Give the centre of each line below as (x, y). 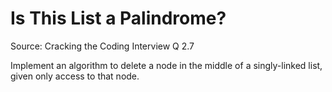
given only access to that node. (75, 76)
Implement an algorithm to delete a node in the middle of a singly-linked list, (166, 65)
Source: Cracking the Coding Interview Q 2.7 (102, 46)
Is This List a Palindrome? (118, 18)
